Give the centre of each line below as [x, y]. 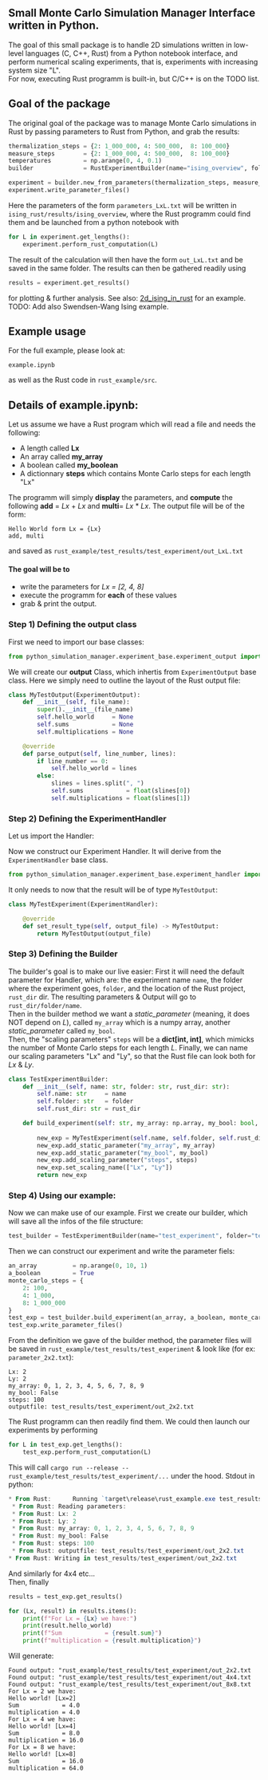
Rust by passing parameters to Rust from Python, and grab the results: [124, 132]
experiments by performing [53, 1430]
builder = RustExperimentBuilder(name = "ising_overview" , [128, 168]
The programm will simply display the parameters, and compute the [120, 498]
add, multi [26, 536]
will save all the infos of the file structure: [76, 1221]
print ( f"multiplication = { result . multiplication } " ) [112, 1641]
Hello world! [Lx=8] [43, 1754]
